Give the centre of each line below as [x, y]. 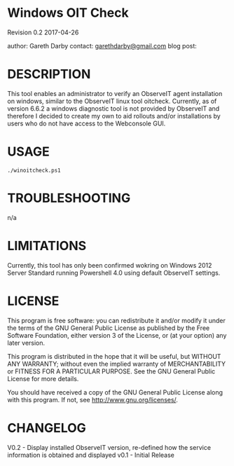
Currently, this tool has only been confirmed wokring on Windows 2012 [110, 265]
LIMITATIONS [47, 246]
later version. [26, 343]
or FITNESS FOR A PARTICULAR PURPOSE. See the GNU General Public [111, 371]
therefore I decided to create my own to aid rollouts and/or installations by [114, 116]
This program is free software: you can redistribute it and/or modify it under [116, 320]
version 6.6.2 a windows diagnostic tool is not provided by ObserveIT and [113, 108]
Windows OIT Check [68, 13]
